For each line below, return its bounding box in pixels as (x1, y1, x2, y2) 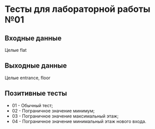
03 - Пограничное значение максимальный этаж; (11, 113, 118, 119)
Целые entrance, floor (4, 75, 50, 81)
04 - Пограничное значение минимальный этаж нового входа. (11, 118, 146, 124)
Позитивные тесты (4, 89, 67, 98)
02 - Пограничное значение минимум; (11, 108, 95, 114)
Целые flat (4, 47, 27, 53)
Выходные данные (4, 61, 67, 70)
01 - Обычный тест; (11, 102, 53, 108)
